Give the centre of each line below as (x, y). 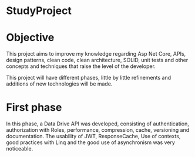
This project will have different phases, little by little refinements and (89, 78)
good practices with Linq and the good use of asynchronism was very (90, 142)
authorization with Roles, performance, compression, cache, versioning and (98, 130)
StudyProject (39, 11)
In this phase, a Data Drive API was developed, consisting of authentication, (97, 124)
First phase (34, 107)
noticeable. (20, 149)
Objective (30, 38)
